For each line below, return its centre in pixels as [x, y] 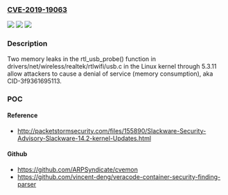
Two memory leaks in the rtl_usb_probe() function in [81, 59]
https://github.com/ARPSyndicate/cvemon [78, 169]
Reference [23, 115]
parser [27, 184]
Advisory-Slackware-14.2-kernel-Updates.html [84, 138]
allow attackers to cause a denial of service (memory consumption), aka [110, 74]
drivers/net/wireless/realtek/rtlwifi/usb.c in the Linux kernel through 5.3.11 [112, 66]
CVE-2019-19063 [37, 10]
